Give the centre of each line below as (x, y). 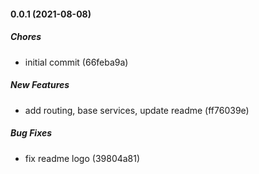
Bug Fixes (31, 133)
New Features (40, 85)
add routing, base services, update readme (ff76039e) (137, 110)
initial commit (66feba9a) (76, 62)
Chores (26, 37)
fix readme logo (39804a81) (82, 158)
